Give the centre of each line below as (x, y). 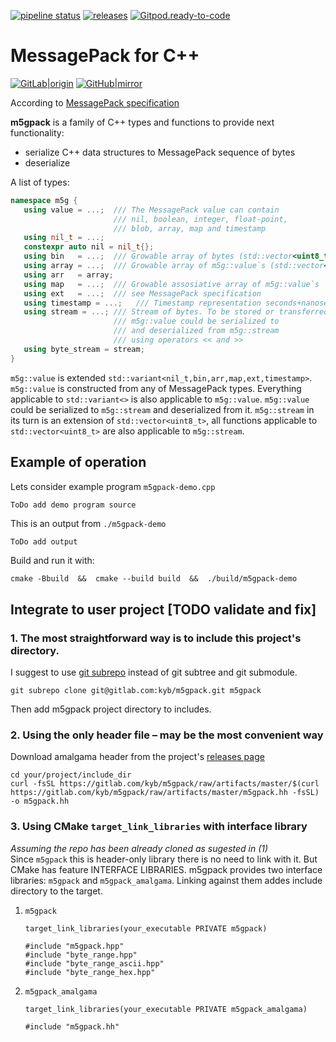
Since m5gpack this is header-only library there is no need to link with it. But (164, 859)
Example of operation (78, 462)
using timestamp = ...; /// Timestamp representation (142, 303)
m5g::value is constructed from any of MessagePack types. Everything (156, 388)
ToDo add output (44, 542)
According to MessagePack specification (95, 102)
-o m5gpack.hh (40, 801)
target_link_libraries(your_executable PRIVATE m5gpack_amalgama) (166, 1009)
